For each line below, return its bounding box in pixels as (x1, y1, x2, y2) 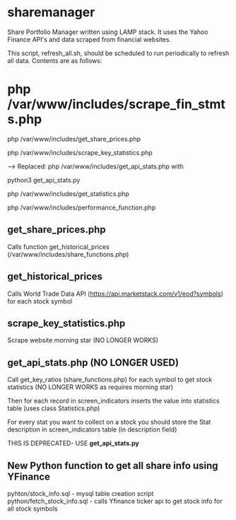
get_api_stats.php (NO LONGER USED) (7, 357, 179, 369)
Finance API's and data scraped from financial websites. (7, 35, 172, 43)
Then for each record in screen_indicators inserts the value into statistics (7, 397, 220, 405)
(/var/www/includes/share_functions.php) (7, 250, 129, 258)
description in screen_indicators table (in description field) (7, 425, 177, 434)
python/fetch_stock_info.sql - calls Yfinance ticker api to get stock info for (7, 497, 223, 505)
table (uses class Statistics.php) (7, 404, 100, 412)
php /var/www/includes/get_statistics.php (7, 189, 129, 198)
